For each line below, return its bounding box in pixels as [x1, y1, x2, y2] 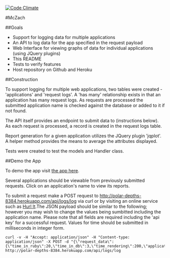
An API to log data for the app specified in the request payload [12, 40, 143, 46]
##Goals [5, 24, 23, 30]
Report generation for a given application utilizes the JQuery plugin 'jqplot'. [5, 133, 162, 139]
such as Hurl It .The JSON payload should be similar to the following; [5, 203, 148, 209]
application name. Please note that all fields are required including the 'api [5, 214, 160, 220]
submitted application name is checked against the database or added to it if [5, 102, 165, 108]
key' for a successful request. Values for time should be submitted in [5, 219, 148, 226]
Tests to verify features [12, 61, 61, 67]
